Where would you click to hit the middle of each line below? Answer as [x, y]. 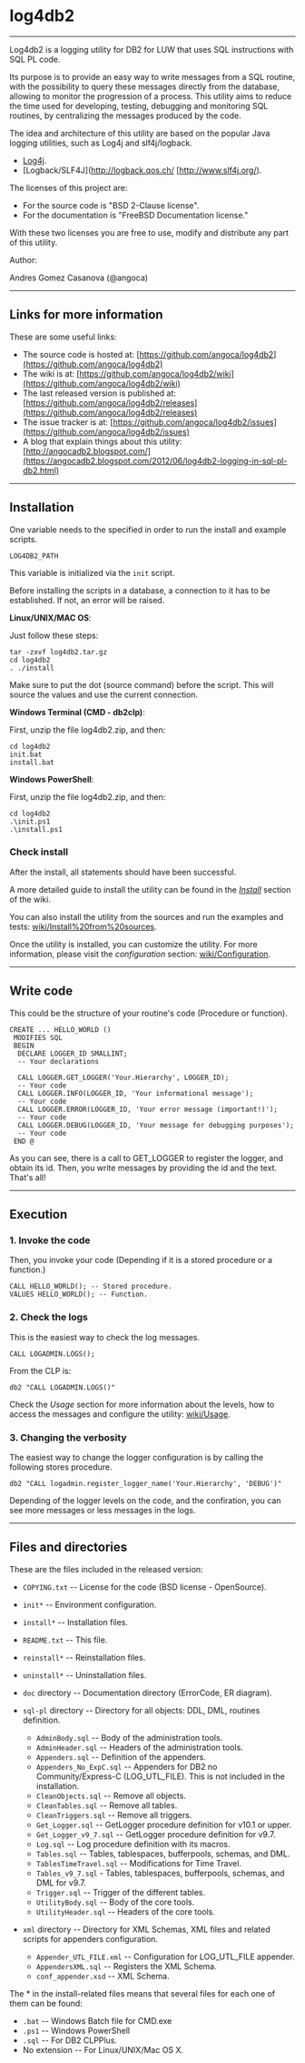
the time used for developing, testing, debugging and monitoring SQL [139, 106]
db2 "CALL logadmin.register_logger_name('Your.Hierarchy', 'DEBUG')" [146, 1483]
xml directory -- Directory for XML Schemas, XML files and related [146, 1929]
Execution [39, 1214]
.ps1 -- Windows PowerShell [76, 2030]
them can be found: [46, 2003]
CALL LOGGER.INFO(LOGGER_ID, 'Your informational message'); [136, 1093]
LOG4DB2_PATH [34, 556]
